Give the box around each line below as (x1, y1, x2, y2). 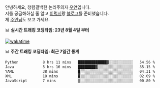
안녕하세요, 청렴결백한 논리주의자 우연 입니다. (5, 4, 91, 10)
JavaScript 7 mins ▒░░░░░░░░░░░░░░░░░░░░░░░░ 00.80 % (5, 78, 155, 83)
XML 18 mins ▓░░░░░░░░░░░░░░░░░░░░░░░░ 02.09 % (5, 73, 155, 79)
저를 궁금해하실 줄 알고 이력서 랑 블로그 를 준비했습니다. (5, 10, 109, 16)
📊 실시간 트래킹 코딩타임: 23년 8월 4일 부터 (5, 27, 90, 33)
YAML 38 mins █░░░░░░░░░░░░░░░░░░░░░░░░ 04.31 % (5, 69, 155, 74)
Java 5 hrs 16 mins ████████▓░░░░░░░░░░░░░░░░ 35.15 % (5, 64, 155, 69)
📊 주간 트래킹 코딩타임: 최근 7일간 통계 (5, 49, 80, 54)
